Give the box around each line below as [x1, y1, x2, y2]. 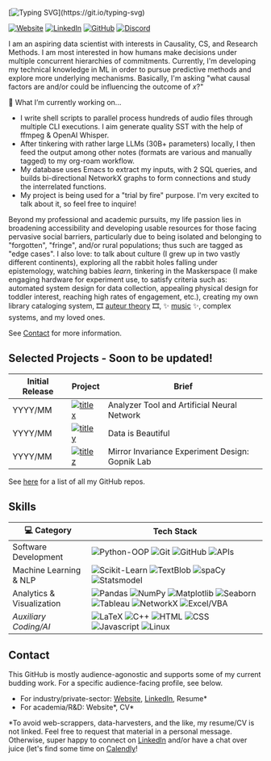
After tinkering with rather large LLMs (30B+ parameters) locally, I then [19, 139, 256, 149]
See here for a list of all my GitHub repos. [8, 477, 145, 486]
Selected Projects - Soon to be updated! [8, 351, 213, 365]
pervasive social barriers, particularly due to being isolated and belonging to [8, 232, 262, 242]
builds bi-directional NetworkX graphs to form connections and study [19, 174, 252, 183]
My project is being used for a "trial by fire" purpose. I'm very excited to [19, 191, 260, 200]
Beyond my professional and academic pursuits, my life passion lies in [8, 215, 242, 224]
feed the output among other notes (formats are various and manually [19, 148, 252, 157]
